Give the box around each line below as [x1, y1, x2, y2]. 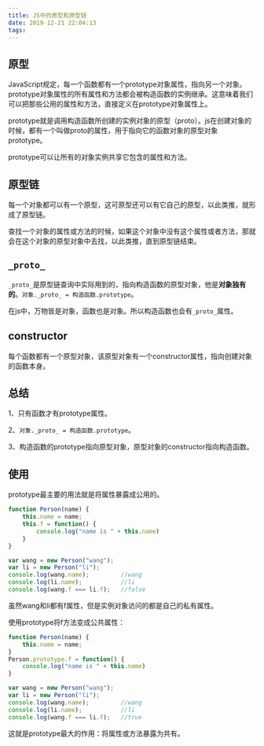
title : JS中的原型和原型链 [8, 11, 87, 20]
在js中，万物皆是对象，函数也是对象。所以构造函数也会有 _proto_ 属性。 [8, 306, 238, 316]
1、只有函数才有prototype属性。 [8, 408, 112, 418]
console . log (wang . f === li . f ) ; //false [8, 585, 146, 593]
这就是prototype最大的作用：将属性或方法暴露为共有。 [8, 729, 185, 738]
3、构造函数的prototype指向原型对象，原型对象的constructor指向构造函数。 [8, 442, 254, 452]
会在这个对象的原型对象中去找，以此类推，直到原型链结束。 [8, 237, 201, 246]
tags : [8, 26, 26, 34]
